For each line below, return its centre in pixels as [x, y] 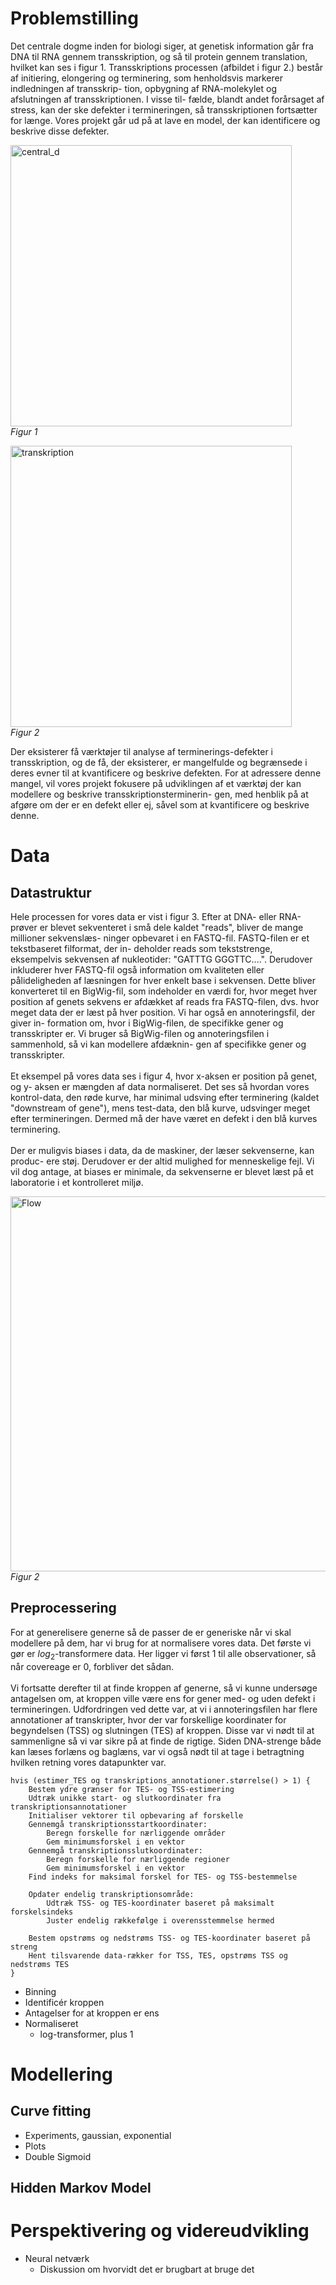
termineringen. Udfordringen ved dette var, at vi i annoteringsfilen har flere [164, 1709]
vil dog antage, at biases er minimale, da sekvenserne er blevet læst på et [162, 1171]
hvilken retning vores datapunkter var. [88, 1762]
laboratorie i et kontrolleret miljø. [77, 1182]
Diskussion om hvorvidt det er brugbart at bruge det [147, 2269]
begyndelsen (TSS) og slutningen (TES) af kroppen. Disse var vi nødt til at [162, 1730]
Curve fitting [51, 2111]
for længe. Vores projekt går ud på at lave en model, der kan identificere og [165, 120]
